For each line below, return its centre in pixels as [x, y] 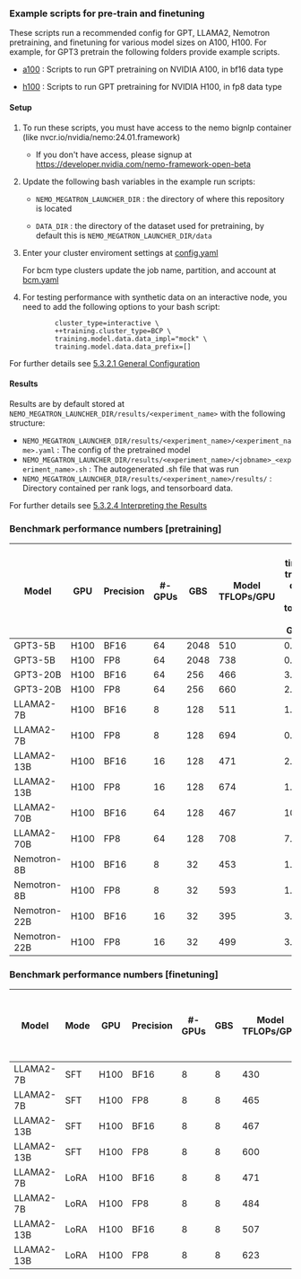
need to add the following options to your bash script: [121, 306]
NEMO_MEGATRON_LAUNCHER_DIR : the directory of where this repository [160, 198]
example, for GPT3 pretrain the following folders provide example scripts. [145, 52]
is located [54, 208]
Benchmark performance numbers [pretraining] [116, 528]
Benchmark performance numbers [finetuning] [114, 975]
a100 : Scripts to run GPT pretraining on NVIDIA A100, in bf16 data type [153, 69]
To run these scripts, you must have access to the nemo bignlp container [157, 128]
